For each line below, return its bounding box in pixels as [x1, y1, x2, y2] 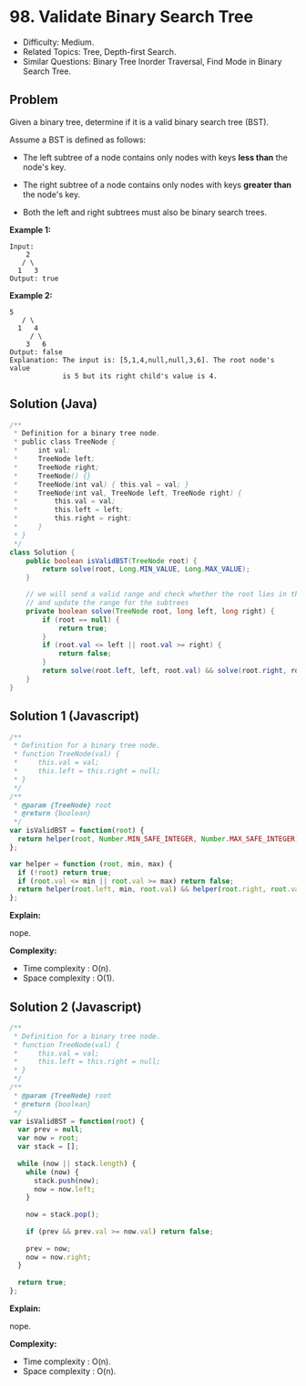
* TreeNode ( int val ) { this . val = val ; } [13, 479, 189, 489]
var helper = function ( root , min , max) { [9, 859, 173, 868]
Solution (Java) [9, 396, 98, 412]
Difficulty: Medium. [22, 37, 95, 47]
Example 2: [9, 289, 53, 300]
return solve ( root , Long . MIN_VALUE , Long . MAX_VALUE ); [42, 564, 250, 574]
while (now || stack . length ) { [17, 1159, 137, 1168]
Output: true [9, 274, 59, 283]
